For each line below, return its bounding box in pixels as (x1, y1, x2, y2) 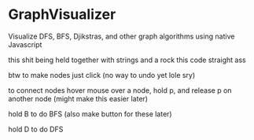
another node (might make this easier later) (8, 94, 148, 103)
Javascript (8, 39, 42, 49)
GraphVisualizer (8, 6, 116, 24)
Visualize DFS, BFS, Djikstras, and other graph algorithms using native (8, 31, 235, 41)
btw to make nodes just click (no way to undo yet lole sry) (8, 70, 196, 79)
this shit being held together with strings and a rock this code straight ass (8, 55, 246, 64)
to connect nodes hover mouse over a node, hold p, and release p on (8, 85, 232, 95)
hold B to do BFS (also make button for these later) (8, 109, 172, 119)
